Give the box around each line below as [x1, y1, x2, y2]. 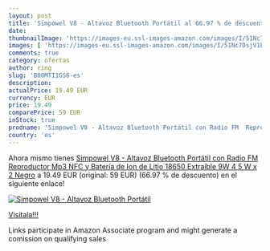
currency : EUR [8, 94, 56, 102]
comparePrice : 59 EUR [8, 109, 81, 117]
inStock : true [8, 116, 56, 124]
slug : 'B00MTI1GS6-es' [8, 71, 84, 79]
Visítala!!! [8, 209, 39, 219]
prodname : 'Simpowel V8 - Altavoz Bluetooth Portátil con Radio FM [8, 123, 239, 132]
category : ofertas [8, 57, 70, 65]
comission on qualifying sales [8, 233, 107, 243]
